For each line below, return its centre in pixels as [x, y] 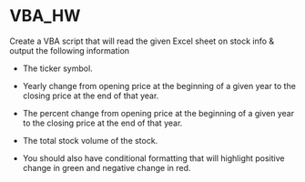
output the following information [70, 50]
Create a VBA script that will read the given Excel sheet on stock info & [142, 41]
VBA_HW [45, 16]
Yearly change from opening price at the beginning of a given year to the [159, 86]
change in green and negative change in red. [107, 167]
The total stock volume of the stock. [90, 140]
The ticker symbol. [57, 68]
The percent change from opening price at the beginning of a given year [158, 113]
